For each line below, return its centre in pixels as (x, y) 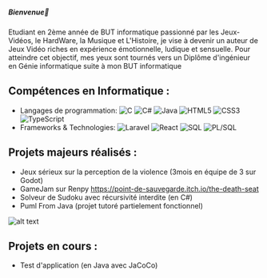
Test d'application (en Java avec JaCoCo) (89, 265)
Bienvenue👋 (29, 12)
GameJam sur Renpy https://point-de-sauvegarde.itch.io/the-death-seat (139, 189)
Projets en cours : (53, 246)
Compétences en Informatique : (89, 91)
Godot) (32, 180)
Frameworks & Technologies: (68, 127)
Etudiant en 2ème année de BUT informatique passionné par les (114, 32)
